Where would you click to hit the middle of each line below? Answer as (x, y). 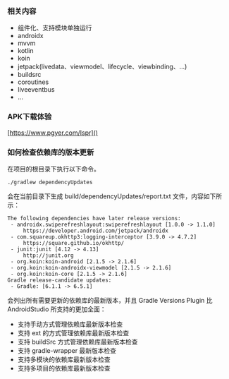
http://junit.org (48, 255)
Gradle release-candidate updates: (60, 280)
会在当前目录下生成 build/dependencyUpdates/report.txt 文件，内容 (106, 196)
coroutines (33, 82)
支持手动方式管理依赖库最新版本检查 (70, 324)
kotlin (25, 51)
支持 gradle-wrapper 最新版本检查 (67, 350)
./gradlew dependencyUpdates (50, 182)
